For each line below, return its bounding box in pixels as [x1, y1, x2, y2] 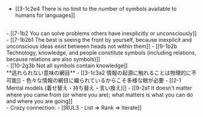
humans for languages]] [15, 12, 76, 19]
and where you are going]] [6, 98, 73, 105]
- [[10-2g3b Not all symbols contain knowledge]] [6, 62, 128, 69]
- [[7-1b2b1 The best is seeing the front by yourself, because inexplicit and [6, 36, 192, 43]
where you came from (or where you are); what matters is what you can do [6, 91, 193, 98]
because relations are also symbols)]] [6, 56, 101, 62]
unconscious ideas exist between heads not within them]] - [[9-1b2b [6, 42, 178, 50]
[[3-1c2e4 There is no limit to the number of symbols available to [15, 5, 177, 12]
